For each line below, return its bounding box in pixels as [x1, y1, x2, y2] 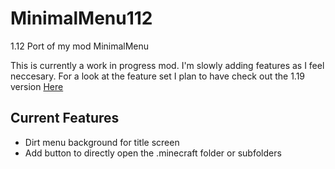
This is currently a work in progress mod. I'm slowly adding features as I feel [10, 59, 325, 71]
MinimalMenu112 [10, 7, 153, 30]
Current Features [10, 110, 120, 127]
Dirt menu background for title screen [24, 136, 180, 148]
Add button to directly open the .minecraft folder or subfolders [24, 147, 282, 159]
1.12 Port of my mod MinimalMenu [10, 40, 150, 52]
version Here [10, 80, 64, 92]
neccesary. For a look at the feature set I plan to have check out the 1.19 [10, 70, 306, 82]
